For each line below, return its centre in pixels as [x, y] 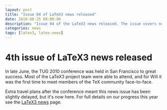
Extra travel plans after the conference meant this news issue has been [78, 91]
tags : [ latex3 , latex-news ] [34, 33]
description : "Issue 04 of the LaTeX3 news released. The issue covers [81, 24]
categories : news [23, 28]
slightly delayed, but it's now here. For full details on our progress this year [82, 97]
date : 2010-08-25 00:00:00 [33, 19]
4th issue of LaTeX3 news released [79, 57]
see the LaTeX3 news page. [34, 102]
